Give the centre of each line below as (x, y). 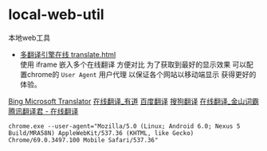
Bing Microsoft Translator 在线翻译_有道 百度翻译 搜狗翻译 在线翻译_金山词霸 (133, 101)
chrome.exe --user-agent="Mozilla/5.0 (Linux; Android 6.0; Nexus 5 (124, 126)
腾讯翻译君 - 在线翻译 (43, 111)
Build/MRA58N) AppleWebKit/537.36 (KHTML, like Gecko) (101, 133)
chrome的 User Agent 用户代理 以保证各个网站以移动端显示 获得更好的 (141, 74)
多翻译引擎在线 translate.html (68, 54)
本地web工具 (29, 37)
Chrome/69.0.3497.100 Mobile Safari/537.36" (83, 140)
